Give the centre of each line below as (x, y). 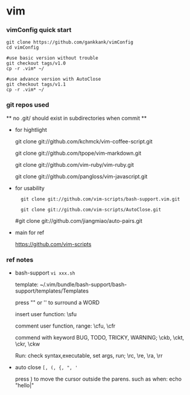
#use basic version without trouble (52, 58)
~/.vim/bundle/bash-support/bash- (84, 285)
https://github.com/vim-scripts (53, 244)
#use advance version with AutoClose (54, 79)
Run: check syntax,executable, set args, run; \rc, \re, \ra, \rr (89, 356)
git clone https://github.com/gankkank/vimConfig (70, 42)
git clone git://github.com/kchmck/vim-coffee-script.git (84, 141)
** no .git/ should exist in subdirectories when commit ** (77, 118)
